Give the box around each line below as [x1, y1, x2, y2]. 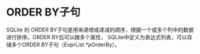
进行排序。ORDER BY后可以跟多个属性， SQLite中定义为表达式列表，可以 [6, 33, 187, 40]
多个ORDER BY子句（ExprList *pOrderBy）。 [11, 41, 120, 48]
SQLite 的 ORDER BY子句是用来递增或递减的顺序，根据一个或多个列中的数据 [6, 26, 194, 33]
